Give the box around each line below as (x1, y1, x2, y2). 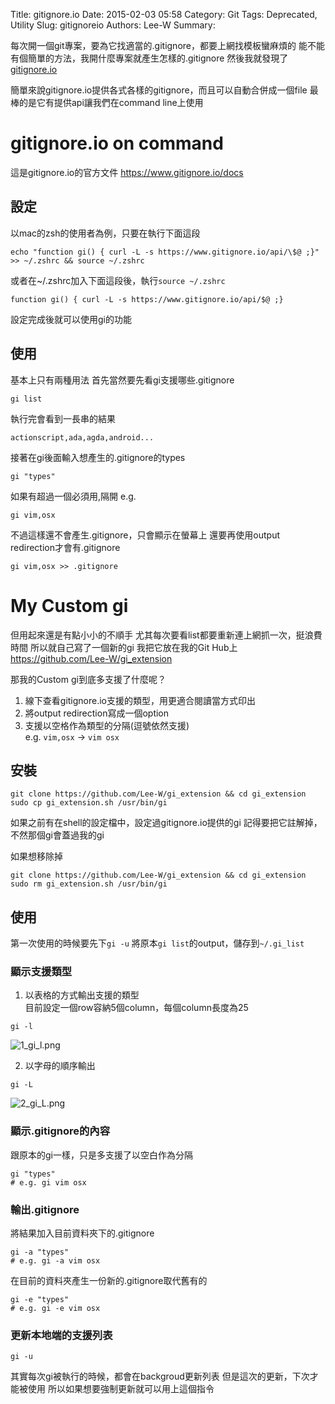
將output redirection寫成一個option (24, 707, 170, 719)
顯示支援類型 (10, 965, 73, 979)
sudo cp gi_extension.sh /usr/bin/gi (10, 798, 168, 808)
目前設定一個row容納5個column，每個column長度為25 (24, 1002, 249, 1014)
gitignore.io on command (10, 132, 224, 155)
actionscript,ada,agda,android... (10, 432, 155, 443)
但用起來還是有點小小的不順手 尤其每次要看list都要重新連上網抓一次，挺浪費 (10, 629, 323, 641)
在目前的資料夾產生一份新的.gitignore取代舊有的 (10, 1275, 208, 1287)
